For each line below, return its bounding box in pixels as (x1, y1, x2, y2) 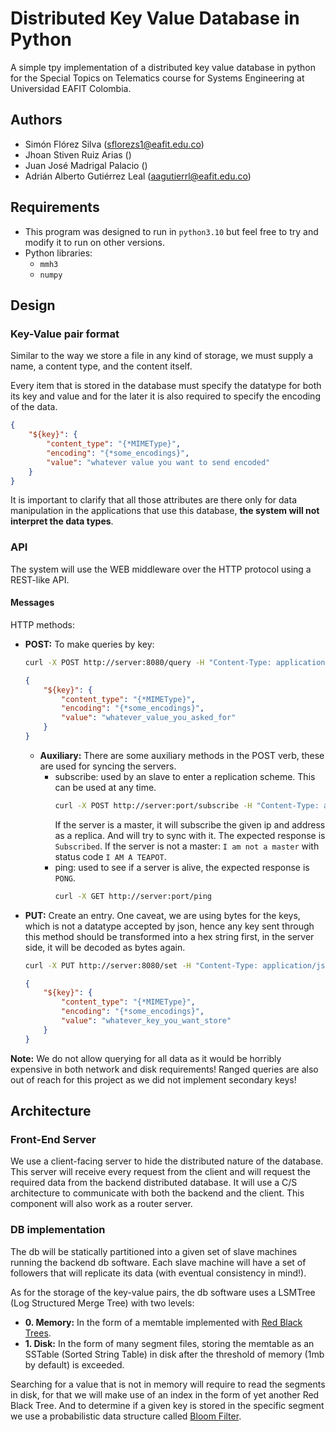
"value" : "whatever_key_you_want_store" (61, 1016, 232, 1026)
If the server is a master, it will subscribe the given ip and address (54, 818, 326, 831)
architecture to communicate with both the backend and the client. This (10, 1187, 305, 1199)
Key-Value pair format (10, 327, 120, 341)
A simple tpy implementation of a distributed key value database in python (10, 61, 316, 73)
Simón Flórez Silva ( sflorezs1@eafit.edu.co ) (24, 138, 205, 150)
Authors (10, 112, 63, 129)
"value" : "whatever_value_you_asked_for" (61, 713, 237, 723)
